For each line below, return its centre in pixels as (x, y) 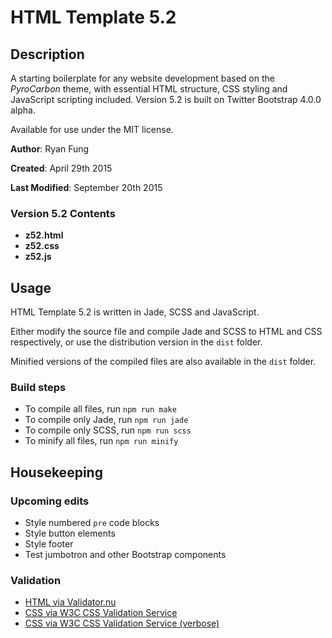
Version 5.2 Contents (63, 213)
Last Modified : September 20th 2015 (86, 187)
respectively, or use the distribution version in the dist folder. (136, 342)
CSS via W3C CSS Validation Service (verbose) (122, 623)
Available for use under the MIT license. (92, 129)
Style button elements (70, 533)
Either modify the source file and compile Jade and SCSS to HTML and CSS (166, 332)
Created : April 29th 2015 (61, 168)
